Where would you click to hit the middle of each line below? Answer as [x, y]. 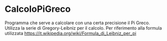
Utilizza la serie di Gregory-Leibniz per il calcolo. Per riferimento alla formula [83, 28]
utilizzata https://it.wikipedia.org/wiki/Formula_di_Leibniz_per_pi [70, 33]
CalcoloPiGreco [38, 9]
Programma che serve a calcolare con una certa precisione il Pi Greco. [77, 23]
